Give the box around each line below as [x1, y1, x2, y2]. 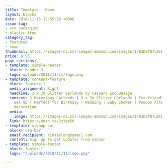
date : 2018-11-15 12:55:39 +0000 [5, 16, 75, 21]
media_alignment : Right [9, 86, 59, 91]
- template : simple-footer [5, 142, 61, 147]
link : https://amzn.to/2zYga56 [9, 118, 75, 124]
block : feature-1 [9, 81, 46, 86]
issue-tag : [5, 21, 28, 26]
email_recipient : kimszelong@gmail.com [9, 133, 92, 138]
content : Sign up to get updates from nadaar [9, 137, 106, 142]
